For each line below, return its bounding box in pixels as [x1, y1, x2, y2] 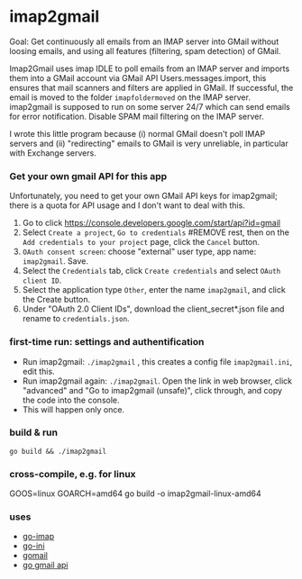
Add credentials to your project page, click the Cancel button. [22, 237, 260, 248]
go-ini [22, 540, 45, 551]
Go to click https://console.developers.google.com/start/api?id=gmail [22, 218, 281, 229]
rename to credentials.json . [22, 313, 130, 324]
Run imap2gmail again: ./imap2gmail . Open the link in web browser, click [22, 375, 293, 386]
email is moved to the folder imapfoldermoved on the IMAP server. [9, 92, 251, 103]
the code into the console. [22, 394, 120, 405]
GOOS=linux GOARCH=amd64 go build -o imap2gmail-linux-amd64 [9, 488, 261, 499]
